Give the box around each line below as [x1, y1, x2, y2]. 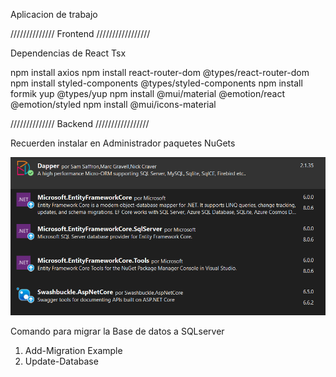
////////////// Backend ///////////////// [10, 118, 150, 129]
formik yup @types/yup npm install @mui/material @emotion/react [10, 88, 285, 99]
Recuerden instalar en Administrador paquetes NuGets [10, 137, 236, 149]
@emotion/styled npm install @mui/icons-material [10, 99, 217, 110]
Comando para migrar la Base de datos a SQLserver [10, 325, 225, 337]
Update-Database [24, 355, 99, 367]
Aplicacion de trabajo [10, 9, 98, 20]
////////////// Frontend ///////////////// [10, 28, 151, 39]
